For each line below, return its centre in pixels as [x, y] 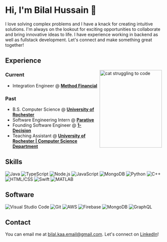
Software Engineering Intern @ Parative [53, 120]
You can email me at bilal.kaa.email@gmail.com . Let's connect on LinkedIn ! [82, 234]
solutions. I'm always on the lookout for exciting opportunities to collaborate [83, 29]
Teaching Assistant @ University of [49, 136]
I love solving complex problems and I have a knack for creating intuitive [79, 24]
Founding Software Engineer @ [44, 125]
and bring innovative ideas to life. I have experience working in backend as [82, 34]
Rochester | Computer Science [45, 141]
